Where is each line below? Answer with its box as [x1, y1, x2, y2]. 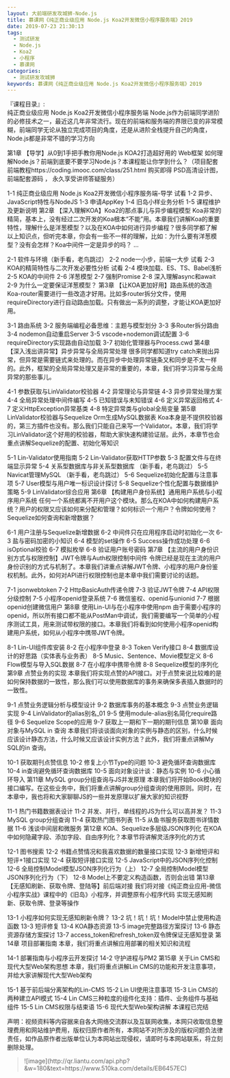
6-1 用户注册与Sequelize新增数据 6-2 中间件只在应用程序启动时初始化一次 [7, 528, 215, 536]
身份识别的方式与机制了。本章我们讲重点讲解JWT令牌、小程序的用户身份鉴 [7, 562, 218, 571]
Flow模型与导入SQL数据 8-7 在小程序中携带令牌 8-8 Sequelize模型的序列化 [7, 661, 219, 669]
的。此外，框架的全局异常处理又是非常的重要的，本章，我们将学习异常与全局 [7, 365, 223, 373]
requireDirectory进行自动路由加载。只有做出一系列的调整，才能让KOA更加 [7, 298, 216, 306]
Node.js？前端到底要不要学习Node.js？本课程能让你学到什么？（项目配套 [12, 157, 218, 165]
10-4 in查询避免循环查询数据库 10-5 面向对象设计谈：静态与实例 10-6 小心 [7, 767, 215, 775]
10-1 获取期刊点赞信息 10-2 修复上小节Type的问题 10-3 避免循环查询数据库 [7, 758, 216, 766]
